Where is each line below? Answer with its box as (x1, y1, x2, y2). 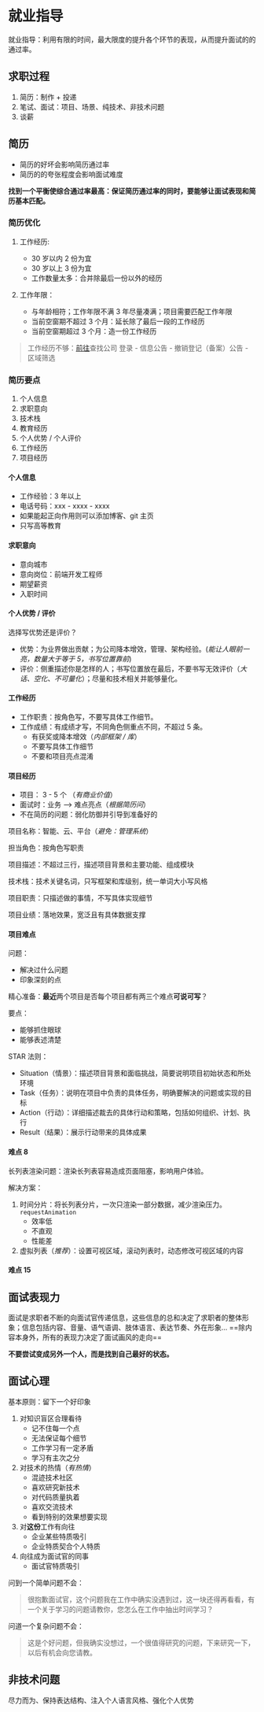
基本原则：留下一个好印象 (8, 1396, 91, 1406)
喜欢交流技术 (31, 1502, 73, 1511)
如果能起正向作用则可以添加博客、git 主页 (19, 511, 155, 520)
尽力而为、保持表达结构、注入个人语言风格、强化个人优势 (8, 1695, 194, 1705)
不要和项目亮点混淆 (31, 751, 94, 760)
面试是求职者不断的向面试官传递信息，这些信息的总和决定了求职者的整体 (8, 1312, 242, 1322)
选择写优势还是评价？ (8, 627, 77, 637)
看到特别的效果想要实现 (31, 1512, 108, 1522)
